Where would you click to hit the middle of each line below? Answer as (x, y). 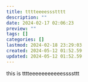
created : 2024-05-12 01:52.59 (44, 51)
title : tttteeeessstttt (36, 12)
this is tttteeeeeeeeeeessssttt (43, 73)
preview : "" (21, 28)
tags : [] (17, 34)
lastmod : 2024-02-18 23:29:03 (44, 45)
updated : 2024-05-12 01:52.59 (44, 56)
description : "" (27, 17)
